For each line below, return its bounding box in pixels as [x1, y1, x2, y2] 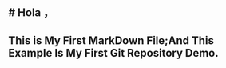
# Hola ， [8, 6, 54, 20]
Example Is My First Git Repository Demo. [8, 46, 220, 60]
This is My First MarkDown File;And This [8, 34, 214, 47]
